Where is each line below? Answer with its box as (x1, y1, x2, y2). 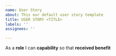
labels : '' (5, 21, 28, 27)
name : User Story (5, 7, 42, 13)
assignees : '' (5, 26, 36, 32)
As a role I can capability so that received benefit (5, 45, 111, 51)
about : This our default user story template (5, 12, 103, 17)
